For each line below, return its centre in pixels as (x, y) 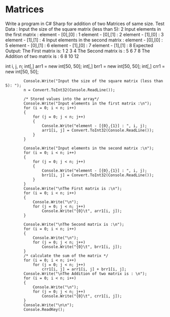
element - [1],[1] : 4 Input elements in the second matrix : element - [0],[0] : (84, 40)
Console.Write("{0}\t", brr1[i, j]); (82, 247)
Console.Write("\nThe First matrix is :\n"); (73, 188)
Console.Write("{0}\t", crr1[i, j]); (82, 296)
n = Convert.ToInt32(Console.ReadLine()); (69, 90)
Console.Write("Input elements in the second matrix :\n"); (89, 148)
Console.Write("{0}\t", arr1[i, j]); (82, 211)
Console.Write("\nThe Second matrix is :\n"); (74, 224)
